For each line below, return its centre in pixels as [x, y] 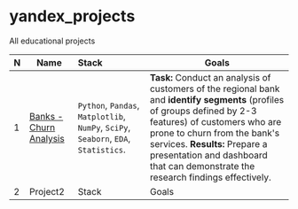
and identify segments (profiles [217, 99]
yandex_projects [72, 16]
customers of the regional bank [215, 89]
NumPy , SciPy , [104, 128]
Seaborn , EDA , [104, 138]
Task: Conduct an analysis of [210, 77]
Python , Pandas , [109, 105]
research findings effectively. [211, 177]
